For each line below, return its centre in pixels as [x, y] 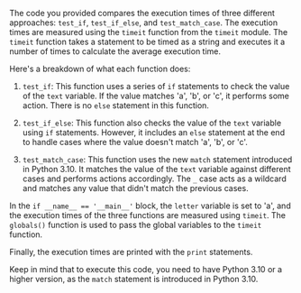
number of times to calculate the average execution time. [115, 51]
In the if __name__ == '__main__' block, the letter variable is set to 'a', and [150, 206]
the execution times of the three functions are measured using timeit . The [148, 215]
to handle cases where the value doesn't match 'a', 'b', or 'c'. [135, 142]
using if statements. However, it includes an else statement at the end [154, 133]
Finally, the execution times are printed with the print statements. [131, 252]
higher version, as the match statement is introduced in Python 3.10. [134, 279]
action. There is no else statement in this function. [116, 105]
